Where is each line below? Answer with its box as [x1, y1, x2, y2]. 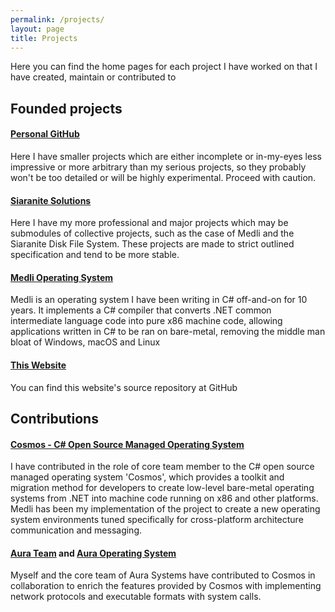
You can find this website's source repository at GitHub [10, 381, 238, 393]
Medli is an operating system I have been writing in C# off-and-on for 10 [10, 294, 308, 306]
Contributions [10, 410, 99, 427]
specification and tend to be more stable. [10, 249, 180, 261]
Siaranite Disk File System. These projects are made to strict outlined [10, 238, 295, 250]
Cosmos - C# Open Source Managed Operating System [10, 438, 245, 450]
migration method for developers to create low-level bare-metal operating [10, 482, 315, 494]
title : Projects [10, 33, 78, 43]
